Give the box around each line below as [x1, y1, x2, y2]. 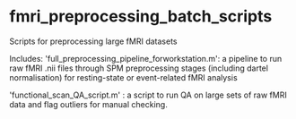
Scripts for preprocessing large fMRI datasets [9, 36, 178, 47]
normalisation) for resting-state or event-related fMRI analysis [9, 72, 238, 82]
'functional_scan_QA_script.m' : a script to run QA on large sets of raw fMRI [9, 89, 287, 100]
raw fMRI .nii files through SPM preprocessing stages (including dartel [9, 63, 269, 73]
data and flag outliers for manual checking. [9, 98, 168, 109]
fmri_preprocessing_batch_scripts [9, 6, 273, 27]
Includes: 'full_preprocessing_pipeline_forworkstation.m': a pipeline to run [9, 53, 283, 64]
